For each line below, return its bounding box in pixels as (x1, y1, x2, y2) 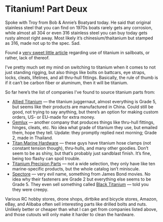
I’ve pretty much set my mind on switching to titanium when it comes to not (5, 64, 156, 70)
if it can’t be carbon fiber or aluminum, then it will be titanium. (5, 79, 128, 86)
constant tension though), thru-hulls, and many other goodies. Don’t (12, 145, 148, 151)
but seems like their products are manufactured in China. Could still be (12, 104, 154, 110)
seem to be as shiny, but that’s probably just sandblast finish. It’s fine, (12, 150, 152, 156)
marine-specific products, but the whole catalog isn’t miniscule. (12, 166, 140, 171)
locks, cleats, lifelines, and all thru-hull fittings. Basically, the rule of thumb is (5, 74, 158, 80)
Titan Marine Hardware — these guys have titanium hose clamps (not (12, 140, 151, 146)
